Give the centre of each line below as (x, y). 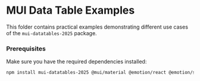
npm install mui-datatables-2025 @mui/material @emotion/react (86, 73)
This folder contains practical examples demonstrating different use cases (97, 27)
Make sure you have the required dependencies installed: (76, 62)
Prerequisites (26, 48)
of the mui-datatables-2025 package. (51, 33)
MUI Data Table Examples (71, 10)
